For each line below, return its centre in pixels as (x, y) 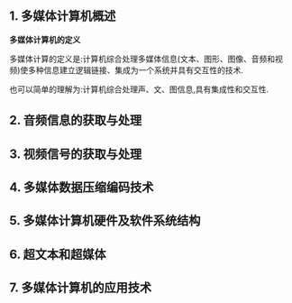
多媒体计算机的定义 (45, 40)
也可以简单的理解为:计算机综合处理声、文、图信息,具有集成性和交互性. (139, 89)
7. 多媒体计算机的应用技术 (80, 288)
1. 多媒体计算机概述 (63, 16)
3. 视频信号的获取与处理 (76, 154)
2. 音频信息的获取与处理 (76, 120)
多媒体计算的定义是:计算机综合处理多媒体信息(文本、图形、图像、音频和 (142, 59)
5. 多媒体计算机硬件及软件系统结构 (105, 220)
